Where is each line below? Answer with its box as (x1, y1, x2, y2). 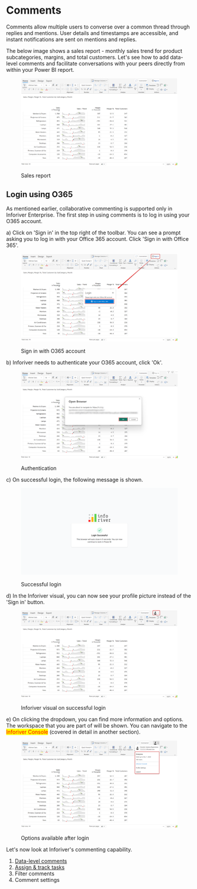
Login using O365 (6, 189, 73, 199)
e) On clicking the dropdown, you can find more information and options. (6, 716, 183, 723)
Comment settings (14, 876, 60, 883)
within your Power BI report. (6, 66, 75, 73)
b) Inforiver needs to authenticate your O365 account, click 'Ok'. (6, 359, 163, 366)
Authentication (21, 464, 57, 472)
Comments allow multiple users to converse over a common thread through (6, 23, 190, 30)
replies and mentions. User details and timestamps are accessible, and (6, 29, 179, 36)
